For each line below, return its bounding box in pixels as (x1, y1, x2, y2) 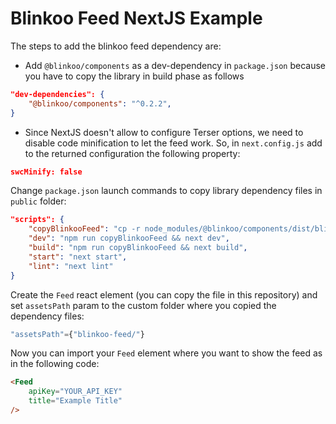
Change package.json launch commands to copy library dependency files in (10, 185, 323, 197)
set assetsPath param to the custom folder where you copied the (10, 299, 277, 311)
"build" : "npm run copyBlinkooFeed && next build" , (28, 243, 248, 253)
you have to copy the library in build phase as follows (24, 70, 245, 82)
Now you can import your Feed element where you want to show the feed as (10, 347, 323, 359)
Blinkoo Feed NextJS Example (10, 7, 263, 30)
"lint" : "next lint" (28, 261, 114, 271)
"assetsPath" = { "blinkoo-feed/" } (10, 329, 145, 339)
